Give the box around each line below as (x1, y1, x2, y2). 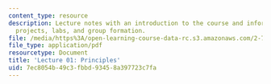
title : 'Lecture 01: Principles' (8, 57, 121, 65)
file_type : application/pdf (8, 42, 103, 50)
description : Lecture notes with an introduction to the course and (8, 19, 244, 27)
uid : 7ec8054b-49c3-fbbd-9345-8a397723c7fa (8, 64, 157, 72)
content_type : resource (8, 11, 89, 20)
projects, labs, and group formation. (15, 26, 147, 34)
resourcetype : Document (8, 49, 89, 57)
